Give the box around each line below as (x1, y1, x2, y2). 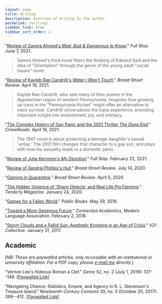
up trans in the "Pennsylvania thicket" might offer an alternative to (16, 102, 149, 107)
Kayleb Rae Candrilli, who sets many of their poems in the (16, 91, 132, 97)
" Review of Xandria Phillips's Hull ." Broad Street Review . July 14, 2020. (5, 165, 146, 171)
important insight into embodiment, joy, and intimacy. (16, 112, 123, 118)
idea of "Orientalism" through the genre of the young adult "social (16, 62, 149, 68)
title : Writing (5, 12, 36, 16)
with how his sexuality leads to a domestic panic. (16, 146, 115, 152)
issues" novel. (16, 68, 45, 73)
